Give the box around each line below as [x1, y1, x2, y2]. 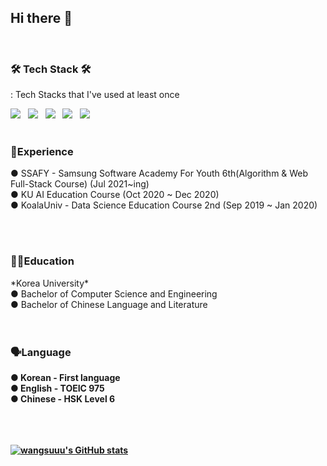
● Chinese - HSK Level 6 [10, 393, 116, 405]
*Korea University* [10, 277, 90, 289]
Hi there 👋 [10, 10, 73, 27]
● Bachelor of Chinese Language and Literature [10, 298, 208, 310]
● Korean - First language [10, 372, 121, 383]
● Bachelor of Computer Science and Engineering [10, 287, 218, 300]
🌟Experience [10, 145, 74, 159]
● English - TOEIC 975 [10, 382, 105, 394]
